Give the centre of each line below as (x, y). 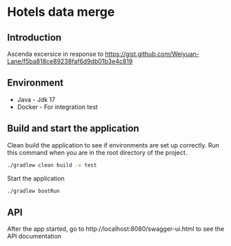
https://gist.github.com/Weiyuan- (152, 54)
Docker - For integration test (57, 107)
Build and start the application (73, 129)
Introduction (34, 38)
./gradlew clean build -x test (52, 165)
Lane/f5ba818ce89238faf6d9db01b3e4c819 (70, 61)
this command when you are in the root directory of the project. (97, 152)
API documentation (34, 236)
